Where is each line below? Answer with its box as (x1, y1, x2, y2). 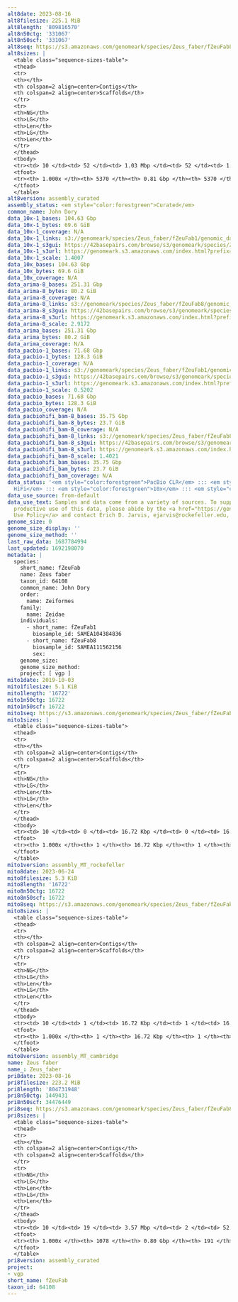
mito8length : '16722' (7, 881, 72, 888)
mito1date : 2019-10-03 (7, 677, 74, 684)
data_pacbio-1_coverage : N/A (7, 360, 93, 368)
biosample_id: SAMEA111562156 (33, 644, 122, 651)
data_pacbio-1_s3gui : (7, 373, 72, 380)
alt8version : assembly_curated (7, 195, 100, 202)
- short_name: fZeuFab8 (25, 637, 97, 644)
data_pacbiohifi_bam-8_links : (7, 432, 97, 440)
